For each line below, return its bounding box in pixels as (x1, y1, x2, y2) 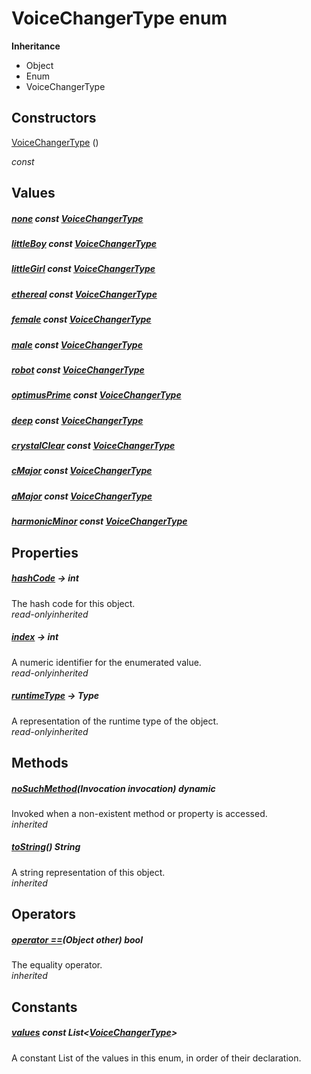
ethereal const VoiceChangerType (11, 288, 158, 300)
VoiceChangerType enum (11, 7, 228, 30)
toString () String (11, 841, 81, 853)
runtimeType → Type (11, 690, 100, 702)
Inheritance (11, 40, 61, 52)
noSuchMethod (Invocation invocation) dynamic (11, 782, 216, 794)
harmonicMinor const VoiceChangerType (11, 515, 188, 527)
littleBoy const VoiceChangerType (11, 238, 158, 250)
